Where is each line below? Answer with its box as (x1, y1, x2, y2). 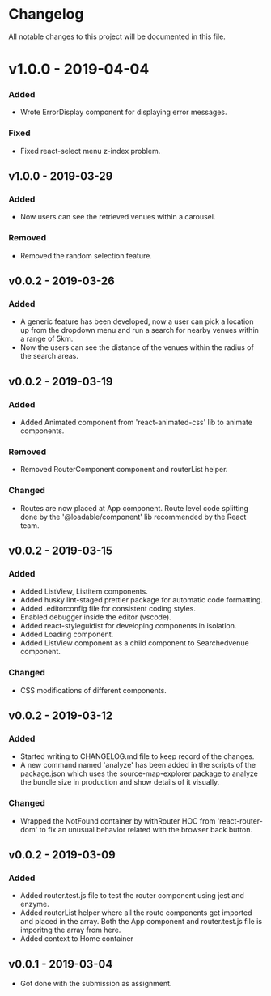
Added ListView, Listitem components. (19, 586, 148, 596)
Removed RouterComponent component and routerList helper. (19, 465, 228, 475)
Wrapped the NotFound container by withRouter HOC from (19, 815, 216, 826)
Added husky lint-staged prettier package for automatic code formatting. (19, 595, 263, 605)
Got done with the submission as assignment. (19, 979, 172, 989)
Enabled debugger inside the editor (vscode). (19, 612, 171, 622)
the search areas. (19, 351, 79, 361)
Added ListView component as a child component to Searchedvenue (19, 638, 249, 648)
